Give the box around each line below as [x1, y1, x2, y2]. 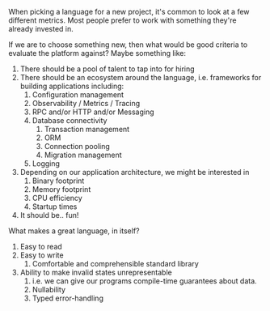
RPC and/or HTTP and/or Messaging [32, 107, 155, 117]
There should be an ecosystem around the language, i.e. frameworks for [19, 73, 262, 82]
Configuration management [32, 90, 124, 100]
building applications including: [19, 81, 124, 91]
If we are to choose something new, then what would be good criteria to [8, 40, 248, 49]
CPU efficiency [32, 194, 82, 202]
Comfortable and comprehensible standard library [32, 259, 200, 268]
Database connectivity [32, 116, 108, 125]
